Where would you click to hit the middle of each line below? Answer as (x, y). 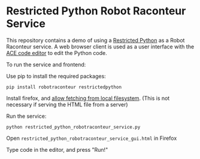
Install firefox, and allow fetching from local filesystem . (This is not (88, 98)
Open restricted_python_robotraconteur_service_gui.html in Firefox (92, 138)
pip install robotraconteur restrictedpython (64, 87)
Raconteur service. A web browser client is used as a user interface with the (100, 47)
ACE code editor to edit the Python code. (57, 53)
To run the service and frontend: (46, 65)
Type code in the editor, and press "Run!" (57, 149)
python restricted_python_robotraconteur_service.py (73, 127)
